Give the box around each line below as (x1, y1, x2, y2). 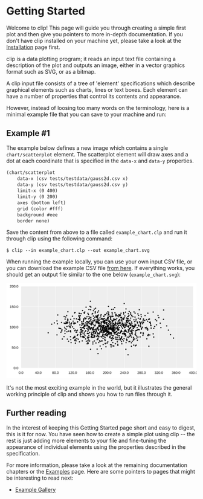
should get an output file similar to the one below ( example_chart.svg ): (6, 271, 181, 278)
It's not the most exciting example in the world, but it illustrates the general (6, 384, 192, 391)
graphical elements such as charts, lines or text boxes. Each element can (6, 86, 188, 93)
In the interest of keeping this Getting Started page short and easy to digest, (6, 424, 196, 431)
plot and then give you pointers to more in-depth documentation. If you (6, 30, 183, 37)
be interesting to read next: (6, 474, 74, 481)
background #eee (17, 211, 59, 218)
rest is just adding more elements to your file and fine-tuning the (6, 437, 167, 444)
